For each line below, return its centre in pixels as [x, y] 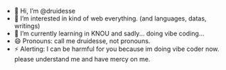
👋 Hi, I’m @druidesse [45, 11]
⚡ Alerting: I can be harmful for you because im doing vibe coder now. [117, 49]
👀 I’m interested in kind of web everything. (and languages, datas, [110, 18]
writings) [27, 26]
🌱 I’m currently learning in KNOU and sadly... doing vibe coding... [109, 33]
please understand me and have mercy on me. [82, 59]
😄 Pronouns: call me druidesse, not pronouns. [82, 41]
